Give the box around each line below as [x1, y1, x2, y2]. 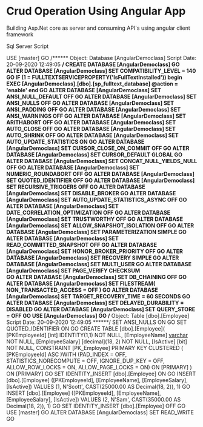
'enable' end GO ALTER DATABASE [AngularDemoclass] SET [6, 86, 162, 93]
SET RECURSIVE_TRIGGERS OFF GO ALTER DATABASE [6, 183, 145, 190]
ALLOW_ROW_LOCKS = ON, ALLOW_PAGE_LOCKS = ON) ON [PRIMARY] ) [6, 363, 192, 371]
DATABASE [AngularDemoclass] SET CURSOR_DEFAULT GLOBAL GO [6, 150, 183, 158]
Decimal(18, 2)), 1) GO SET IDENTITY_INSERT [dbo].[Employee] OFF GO [6, 402, 186, 409]
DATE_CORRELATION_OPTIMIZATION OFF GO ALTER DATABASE [6, 209, 171, 216]
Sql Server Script [6, 42, 49, 50]
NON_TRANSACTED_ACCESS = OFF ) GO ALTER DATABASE [6, 286, 159, 294]
